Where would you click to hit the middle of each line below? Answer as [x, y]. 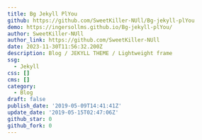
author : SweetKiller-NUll [45, 34]
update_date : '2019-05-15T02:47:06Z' [63, 112]
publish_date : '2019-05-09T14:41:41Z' [64, 106]
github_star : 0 [30, 119]
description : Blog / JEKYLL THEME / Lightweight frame [90, 54]
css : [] [19, 73]
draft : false [27, 100]
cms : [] [19, 80]
